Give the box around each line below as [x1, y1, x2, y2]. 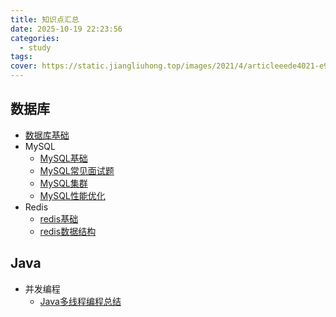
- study [19, 42, 52, 53]
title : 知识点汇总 [10, 14, 80, 25]
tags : [10, 52, 33, 62]
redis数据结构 [39, 225, 97, 237]
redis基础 [39, 212, 79, 225]
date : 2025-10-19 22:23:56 [10, 24, 123, 34]
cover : [10, 61, 38, 71]
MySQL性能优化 [39, 189, 106, 201]
